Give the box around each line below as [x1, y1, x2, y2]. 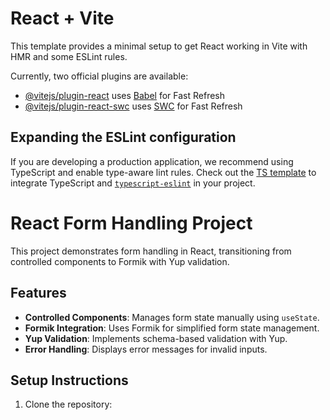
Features [10, 285, 67, 302]
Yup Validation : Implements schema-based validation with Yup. [24, 332, 288, 344]
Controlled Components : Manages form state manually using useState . [24, 311, 320, 323]
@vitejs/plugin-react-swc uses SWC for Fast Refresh [24, 100, 243, 112]
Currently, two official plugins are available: [10, 70, 189, 82]
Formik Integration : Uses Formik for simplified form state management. [24, 322, 320, 334]
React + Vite [10, 7, 115, 30]
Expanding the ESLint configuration [10, 129, 237, 146]
